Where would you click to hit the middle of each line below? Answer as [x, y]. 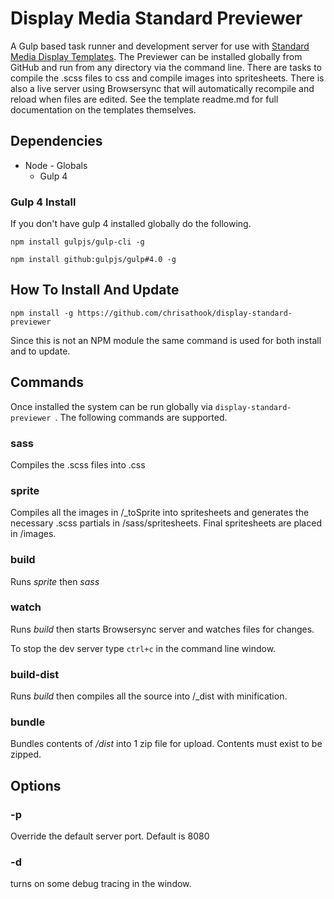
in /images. [33, 534]
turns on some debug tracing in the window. [101, 884]
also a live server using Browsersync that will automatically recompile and [162, 88]
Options [36, 785]
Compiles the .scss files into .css [78, 464]
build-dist [35, 674]
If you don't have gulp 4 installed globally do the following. [131, 224]
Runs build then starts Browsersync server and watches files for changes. [162, 629]
